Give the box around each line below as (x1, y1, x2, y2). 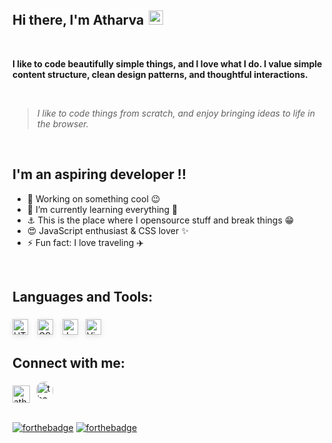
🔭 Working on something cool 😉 (26, 192, 161, 205)
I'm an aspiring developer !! (12, 166, 187, 183)
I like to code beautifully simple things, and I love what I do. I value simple (12, 57, 323, 70)
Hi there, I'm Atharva (12, 12, 145, 29)
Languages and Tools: (12, 289, 154, 306)
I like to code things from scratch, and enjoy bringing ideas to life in (36, 107, 316, 119)
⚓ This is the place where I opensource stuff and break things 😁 (26, 214, 295, 226)
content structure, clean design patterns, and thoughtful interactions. (12, 68, 309, 80)
